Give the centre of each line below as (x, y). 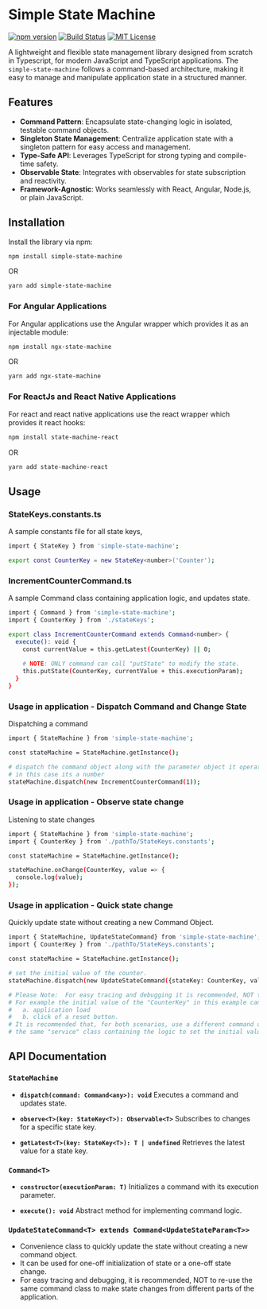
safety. (47, 164)
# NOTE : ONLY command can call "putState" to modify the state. (131, 664)
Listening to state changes (52, 819)
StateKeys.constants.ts (55, 514)
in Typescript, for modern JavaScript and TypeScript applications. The (123, 60)
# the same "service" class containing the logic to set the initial (126, 1032)
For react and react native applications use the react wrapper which (119, 414)
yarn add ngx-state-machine (55, 376)
